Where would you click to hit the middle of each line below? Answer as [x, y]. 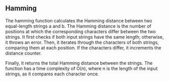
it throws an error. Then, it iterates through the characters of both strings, [82, 42]
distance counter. [24, 53]
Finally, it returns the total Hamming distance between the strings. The [79, 63]
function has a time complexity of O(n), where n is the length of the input [81, 68]
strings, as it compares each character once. [52, 74]
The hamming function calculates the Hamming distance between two [79, 20]
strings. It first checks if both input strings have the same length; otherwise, [84, 37]
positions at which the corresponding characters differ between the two [81, 31]
